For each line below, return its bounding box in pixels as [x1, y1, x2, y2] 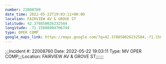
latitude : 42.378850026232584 [5, 21, 68, 26]
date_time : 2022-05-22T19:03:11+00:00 [5, 12, 85, 17]
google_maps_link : [5, 35, 43, 40]
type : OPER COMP [5, 30, 39, 35]
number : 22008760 [5, 7, 41, 12]
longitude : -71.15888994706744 [5, 26, 70, 31]
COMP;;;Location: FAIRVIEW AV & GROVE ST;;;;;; [5, 53, 104, 59]
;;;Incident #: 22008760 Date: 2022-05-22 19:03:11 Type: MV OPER [5, 48, 142, 54]
